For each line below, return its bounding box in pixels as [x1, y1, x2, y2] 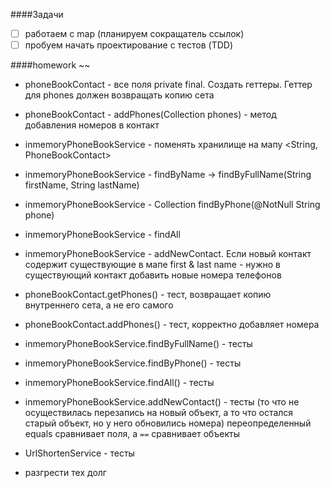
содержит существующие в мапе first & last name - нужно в [24, 259, 282, 271]
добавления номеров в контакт [24, 119, 160, 131]
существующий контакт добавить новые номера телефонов [24, 269, 282, 281]
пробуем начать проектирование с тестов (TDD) [24, 39, 234, 51]
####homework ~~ [10, 59, 91, 71]
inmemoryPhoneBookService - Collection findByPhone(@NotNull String [24, 199, 321, 211]
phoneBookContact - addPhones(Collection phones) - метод [24, 109, 277, 121]
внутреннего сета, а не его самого [24, 299, 174, 311]
